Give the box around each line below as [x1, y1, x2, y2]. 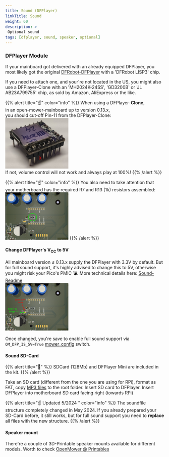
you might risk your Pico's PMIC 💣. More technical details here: [5, 270, 138, 276]
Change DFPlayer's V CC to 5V [5, 246, 69, 254]
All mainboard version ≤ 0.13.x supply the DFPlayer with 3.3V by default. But [5, 259, 163, 265]
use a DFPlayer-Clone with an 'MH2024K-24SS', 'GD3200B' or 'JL [5, 84, 142, 91]
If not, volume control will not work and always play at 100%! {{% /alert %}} [5, 170, 162, 176]
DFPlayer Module [5, 52, 48, 59]
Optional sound [7, 29, 39, 35]
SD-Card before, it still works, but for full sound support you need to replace [5, 412, 164, 419]
